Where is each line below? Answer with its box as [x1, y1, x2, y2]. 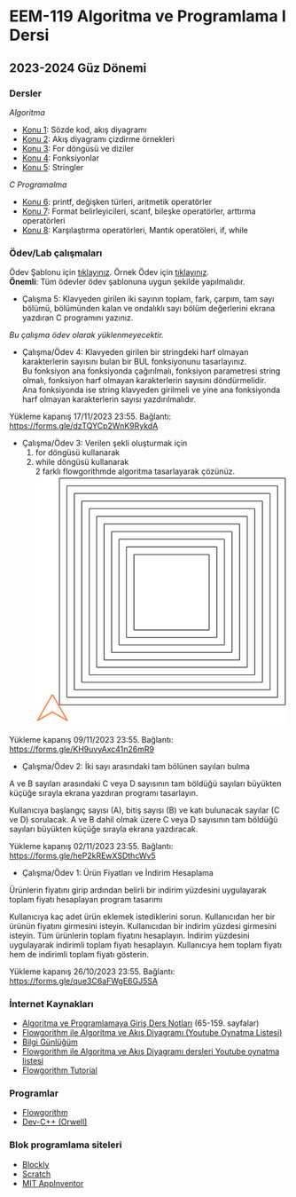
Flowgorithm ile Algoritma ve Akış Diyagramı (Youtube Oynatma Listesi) [21, 1028, 283, 1038]
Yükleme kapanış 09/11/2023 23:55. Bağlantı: [9, 734, 174, 744]
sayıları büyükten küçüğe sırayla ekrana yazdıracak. [9, 823, 199, 834]
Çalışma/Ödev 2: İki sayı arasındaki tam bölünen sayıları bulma [21, 760, 250, 771]
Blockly [21, 1159, 50, 1169]
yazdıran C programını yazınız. [21, 312, 134, 323]
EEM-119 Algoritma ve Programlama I [9, 6, 286, 27]
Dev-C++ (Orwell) [21, 1116, 88, 1128]
